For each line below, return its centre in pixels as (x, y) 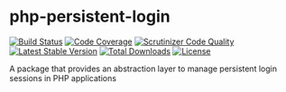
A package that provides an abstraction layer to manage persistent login (143, 69)
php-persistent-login (90, 17)
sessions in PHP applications (63, 78)
